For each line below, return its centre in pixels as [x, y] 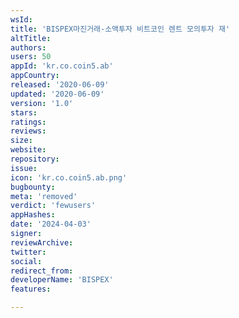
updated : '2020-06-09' [57, 94]
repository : [35, 159]
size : [21, 141]
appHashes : [33, 215]
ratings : [28, 122]
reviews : [28, 131]
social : [26, 261]
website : [28, 150]
